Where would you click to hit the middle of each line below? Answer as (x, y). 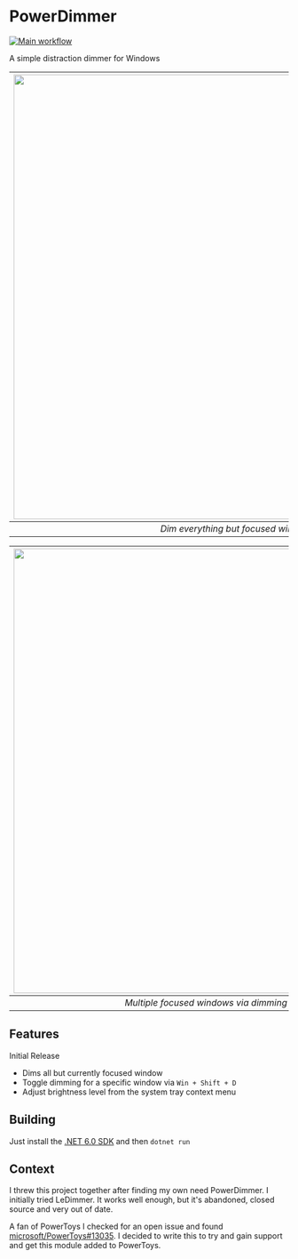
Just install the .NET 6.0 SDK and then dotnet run (100, 1141)
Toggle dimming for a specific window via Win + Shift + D (129, 1082)
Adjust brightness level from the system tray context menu (129, 1092)
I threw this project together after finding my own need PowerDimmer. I (139, 1191)
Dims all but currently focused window (92, 1072)
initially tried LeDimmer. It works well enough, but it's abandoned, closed (142, 1200)
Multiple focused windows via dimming (206, 1002)
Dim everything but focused (218, 528)
